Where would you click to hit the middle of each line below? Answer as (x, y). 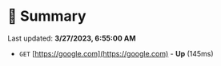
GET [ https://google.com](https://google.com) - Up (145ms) (116, 53)
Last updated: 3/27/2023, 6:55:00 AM (72, 38)
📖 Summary (47, 16)
